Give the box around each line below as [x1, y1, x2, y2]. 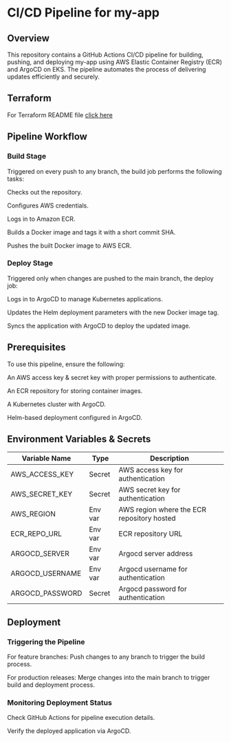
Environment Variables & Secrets [7, 433, 151, 445]
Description [150, 454, 189, 463]
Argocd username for [118, 564, 188, 574]
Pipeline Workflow [7, 131, 88, 143]
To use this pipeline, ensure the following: [7, 360, 125, 368]
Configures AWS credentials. [7, 201, 89, 210]
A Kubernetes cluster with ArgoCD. [7, 400, 107, 408]
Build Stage [7, 152, 47, 161]
